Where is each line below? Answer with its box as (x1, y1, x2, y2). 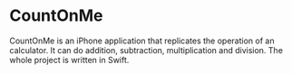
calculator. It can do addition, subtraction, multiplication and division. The (9, 44, 284, 55)
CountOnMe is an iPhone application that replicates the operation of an (9, 35, 275, 46)
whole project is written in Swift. (9, 54, 130, 65)
